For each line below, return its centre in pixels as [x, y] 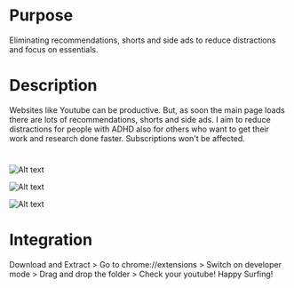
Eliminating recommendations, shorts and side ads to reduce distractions [143, 40]
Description [53, 86]
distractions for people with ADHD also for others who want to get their [139, 129]
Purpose [41, 16]
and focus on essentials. [54, 49]
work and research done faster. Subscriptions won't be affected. [127, 138]
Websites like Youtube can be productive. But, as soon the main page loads [147, 110]
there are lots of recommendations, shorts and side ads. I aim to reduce [140, 119]
